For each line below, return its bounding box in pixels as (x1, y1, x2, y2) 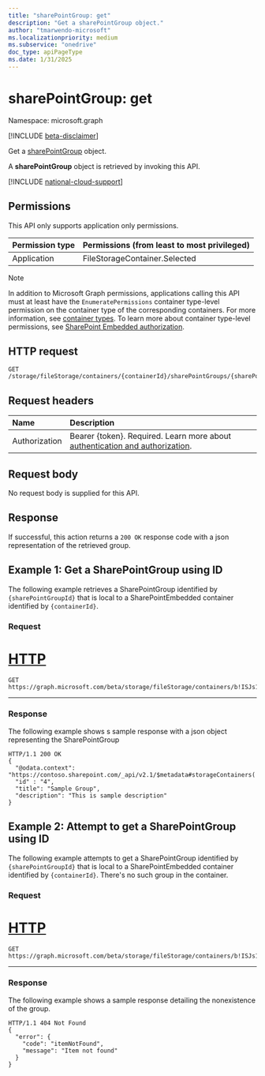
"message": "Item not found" (22, 1047, 118, 1055)
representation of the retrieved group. (8, 540, 131, 549)
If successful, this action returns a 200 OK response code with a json (8, 532, 230, 542)
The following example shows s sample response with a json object (8, 726, 227, 736)
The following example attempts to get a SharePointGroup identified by (8, 853, 239, 863)
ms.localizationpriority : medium (8, 33, 118, 42)
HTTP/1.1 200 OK (8, 750, 62, 758)
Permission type (12, 239, 76, 250)
